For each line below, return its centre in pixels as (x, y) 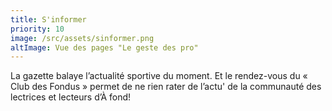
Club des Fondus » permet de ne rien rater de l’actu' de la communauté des (166, 87)
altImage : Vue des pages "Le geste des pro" (104, 47)
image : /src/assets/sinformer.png (82, 38)
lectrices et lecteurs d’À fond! (71, 97)
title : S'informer (48, 19)
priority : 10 (37, 29)
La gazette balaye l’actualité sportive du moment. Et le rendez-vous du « (159, 76)
